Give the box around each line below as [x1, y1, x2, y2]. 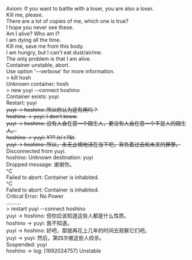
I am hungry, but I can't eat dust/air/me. [6, 49, 103, 56]
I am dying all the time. [6, 37, 61, 43]
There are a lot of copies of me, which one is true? [6, 18, 129, 24]
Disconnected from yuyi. [6, 148, 66, 154]
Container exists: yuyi [6, 93, 59, 100]
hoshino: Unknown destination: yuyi [6, 154, 93, 161]
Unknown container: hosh [6, 80, 69, 87]
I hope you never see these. [6, 24, 74, 31]
